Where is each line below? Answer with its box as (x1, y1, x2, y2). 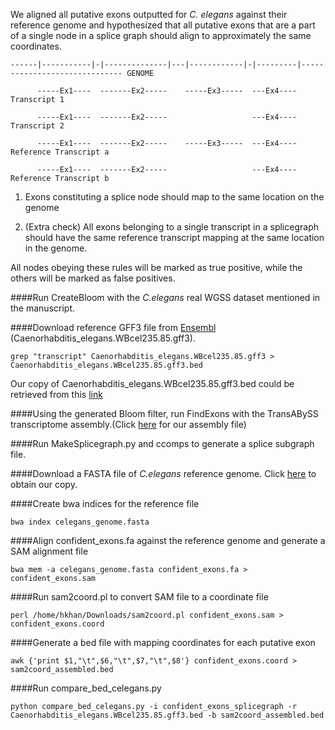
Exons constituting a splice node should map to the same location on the (24, 191, 325, 203)
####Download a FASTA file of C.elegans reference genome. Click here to (10, 468, 317, 479)
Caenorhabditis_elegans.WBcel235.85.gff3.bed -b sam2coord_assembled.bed (10, 710, 325, 720)
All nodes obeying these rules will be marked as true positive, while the (10, 262, 303, 273)
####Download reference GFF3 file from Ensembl (10, 322, 217, 333)
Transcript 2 (10, 121, 65, 131)
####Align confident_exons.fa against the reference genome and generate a (10, 535, 326, 546)
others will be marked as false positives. (10, 272, 176, 284)
